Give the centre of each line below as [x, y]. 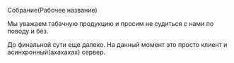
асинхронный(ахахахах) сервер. [57, 52]
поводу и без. [28, 31]
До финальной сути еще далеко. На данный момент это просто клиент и [117, 44]
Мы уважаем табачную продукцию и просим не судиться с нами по [111, 23]
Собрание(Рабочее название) [52, 10]
